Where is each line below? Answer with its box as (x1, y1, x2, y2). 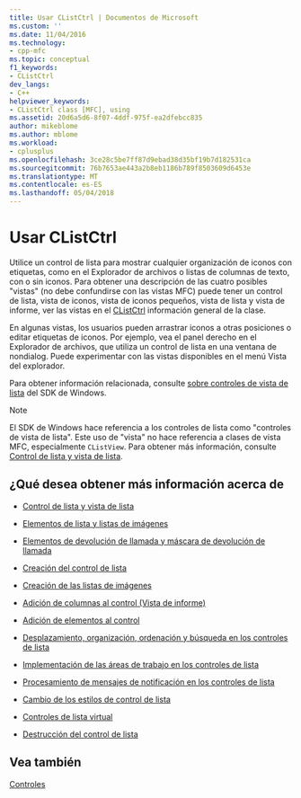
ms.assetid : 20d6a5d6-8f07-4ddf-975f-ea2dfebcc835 (9, 113, 203, 122)
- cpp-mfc (9, 47, 47, 56)
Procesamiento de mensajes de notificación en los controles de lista (22, 676, 276, 687)
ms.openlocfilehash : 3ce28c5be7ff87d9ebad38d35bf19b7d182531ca (9, 155, 252, 164)
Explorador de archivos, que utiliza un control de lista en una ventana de (9, 341, 277, 351)
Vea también (9, 755, 82, 770)
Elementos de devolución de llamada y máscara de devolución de (22, 536, 266, 546)
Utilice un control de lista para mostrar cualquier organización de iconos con (9, 257, 293, 268)
